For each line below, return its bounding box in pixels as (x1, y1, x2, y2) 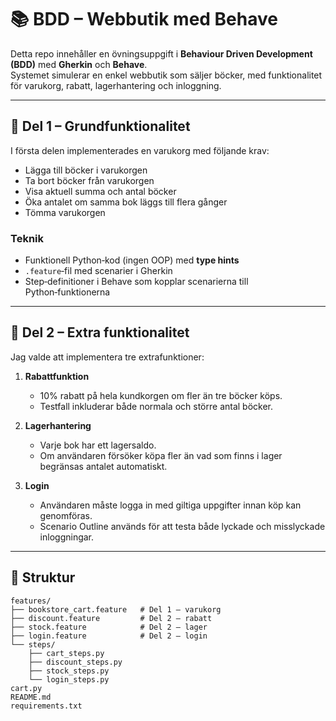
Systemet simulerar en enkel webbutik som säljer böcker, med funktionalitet (10, 69, 323, 81)
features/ (10, 596, 52, 606)
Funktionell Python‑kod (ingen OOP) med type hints (24, 254, 240, 266)
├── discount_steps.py (28, 657, 123, 667)
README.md (10, 692, 52, 702)
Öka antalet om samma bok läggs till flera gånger (24, 196, 228, 208)
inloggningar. (39, 531, 95, 543)
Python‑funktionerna (24, 286, 111, 298)
